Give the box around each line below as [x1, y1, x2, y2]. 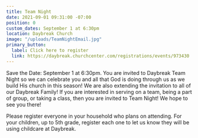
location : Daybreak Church [6, 31, 73, 37]
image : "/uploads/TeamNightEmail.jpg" [6, 36, 102, 42]
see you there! [6, 101, 41, 108]
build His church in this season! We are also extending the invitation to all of [6, 81, 191, 89]
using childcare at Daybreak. [6, 125, 76, 132]
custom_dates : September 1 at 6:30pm [6, 25, 100, 32]
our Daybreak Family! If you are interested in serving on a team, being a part [6, 88, 193, 95]
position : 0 [6, 20, 36, 26]
